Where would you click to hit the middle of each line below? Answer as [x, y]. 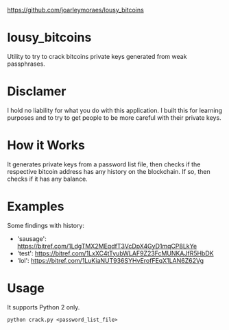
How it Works [46, 145]
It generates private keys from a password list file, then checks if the [104, 164]
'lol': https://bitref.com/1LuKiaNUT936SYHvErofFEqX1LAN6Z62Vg [110, 260]
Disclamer [37, 91]
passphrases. [26, 64]
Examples [36, 206]
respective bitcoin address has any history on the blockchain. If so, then [109, 171]
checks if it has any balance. [47, 179]
